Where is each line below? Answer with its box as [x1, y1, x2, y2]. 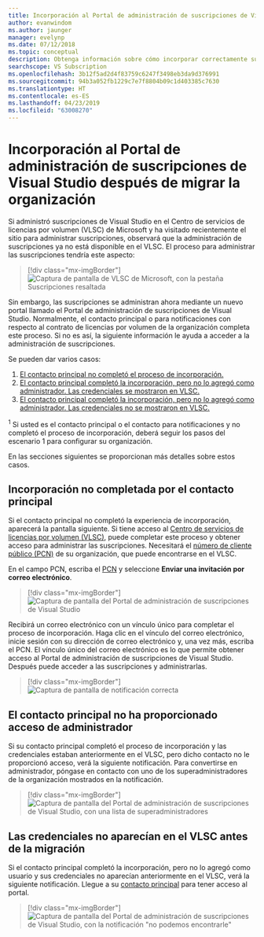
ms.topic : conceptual [8, 48, 79, 56]
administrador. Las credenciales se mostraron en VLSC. [19, 386, 200, 396]
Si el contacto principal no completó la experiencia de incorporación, [8, 516, 232, 526]
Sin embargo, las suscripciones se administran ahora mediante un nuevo [8, 297, 244, 307]
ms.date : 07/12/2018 [8, 41, 76, 49]
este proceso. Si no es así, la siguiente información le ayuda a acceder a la [8, 330, 250, 340]
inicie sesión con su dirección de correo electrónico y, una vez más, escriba [8, 636, 254, 646]
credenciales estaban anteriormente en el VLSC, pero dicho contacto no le [8, 750, 250, 759]
